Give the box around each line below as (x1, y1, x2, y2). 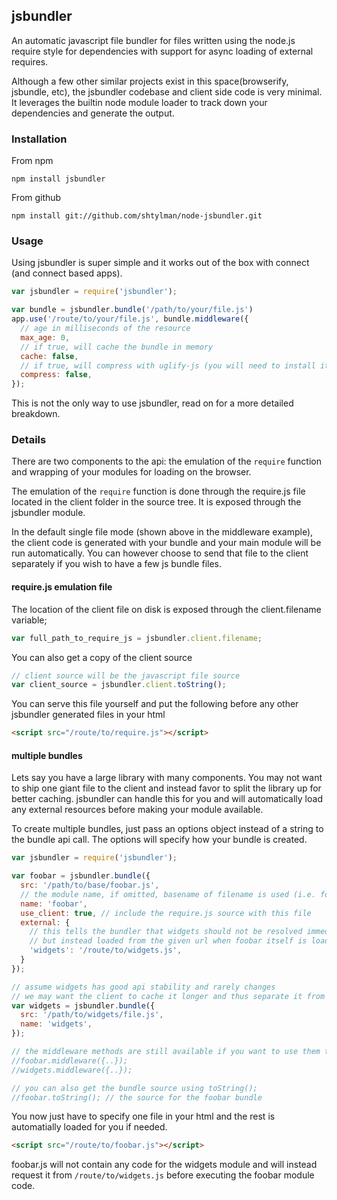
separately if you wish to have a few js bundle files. (11, 558, 223, 570)
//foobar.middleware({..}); (11, 1055, 129, 1066)
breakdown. (11, 408, 61, 420)
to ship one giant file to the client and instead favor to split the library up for (11, 782, 322, 794)
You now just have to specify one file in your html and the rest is (11, 1110, 276, 1123)
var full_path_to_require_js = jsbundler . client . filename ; (11, 633, 263, 643)
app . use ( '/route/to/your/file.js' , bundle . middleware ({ (11, 314, 249, 324)
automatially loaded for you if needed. (11, 1121, 168, 1133)
